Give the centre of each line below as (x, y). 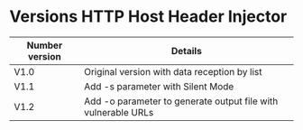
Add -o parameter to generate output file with (181, 101)
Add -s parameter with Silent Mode (159, 86)
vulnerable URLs (119, 112)
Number (45, 45)
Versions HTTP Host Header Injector (148, 17)
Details (187, 51)
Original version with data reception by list (174, 71)
